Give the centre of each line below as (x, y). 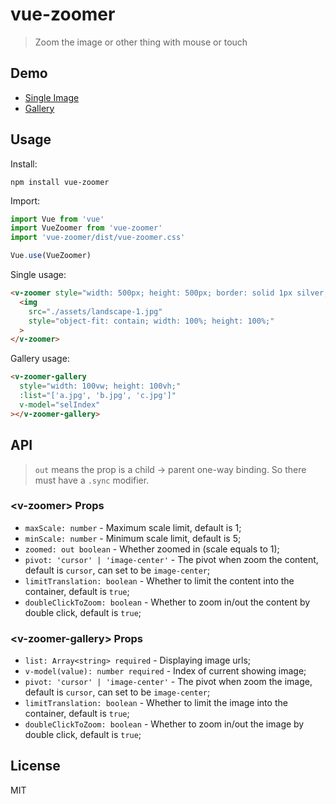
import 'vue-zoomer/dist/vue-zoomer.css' (98, 238)
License (35, 766)
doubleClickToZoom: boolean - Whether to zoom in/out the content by (167, 602)
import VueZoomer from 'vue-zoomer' (86, 228)
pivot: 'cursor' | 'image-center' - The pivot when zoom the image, (168, 682)
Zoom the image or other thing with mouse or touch (141, 42)
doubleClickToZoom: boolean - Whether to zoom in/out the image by (164, 724)
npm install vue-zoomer (60, 182)
